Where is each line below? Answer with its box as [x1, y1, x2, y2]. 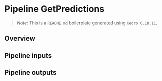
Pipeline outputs [4, 68, 57, 77]
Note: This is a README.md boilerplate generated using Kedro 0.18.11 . [16, 20, 158, 26]
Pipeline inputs [4, 51, 52, 60]
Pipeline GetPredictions [4, 3, 105, 15]
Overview [4, 34, 36, 43]
